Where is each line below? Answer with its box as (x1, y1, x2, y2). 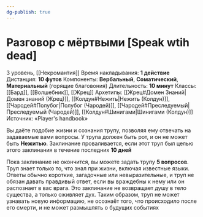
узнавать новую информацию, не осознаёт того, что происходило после (6, 197, 197, 205)
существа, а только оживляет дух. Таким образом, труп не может (6, 191, 180, 198)
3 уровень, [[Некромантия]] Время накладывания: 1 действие (6, 69, 170, 76)
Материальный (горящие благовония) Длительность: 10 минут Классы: (6, 82, 197, 89)
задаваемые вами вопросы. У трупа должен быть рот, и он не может (6, 133, 188, 140)
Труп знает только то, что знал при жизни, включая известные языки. (6, 164, 190, 172)
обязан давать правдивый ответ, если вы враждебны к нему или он (6, 178, 185, 185)
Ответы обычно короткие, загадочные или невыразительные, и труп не (6, 171, 194, 178)
